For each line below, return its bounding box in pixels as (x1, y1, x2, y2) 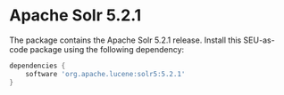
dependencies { (9, 61, 66, 70)
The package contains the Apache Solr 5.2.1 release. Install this (9, 35, 242, 45)
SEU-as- (243, 35, 275, 45)
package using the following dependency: (29, 44, 185, 54)
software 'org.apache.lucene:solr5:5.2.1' (25, 69, 186, 78)
